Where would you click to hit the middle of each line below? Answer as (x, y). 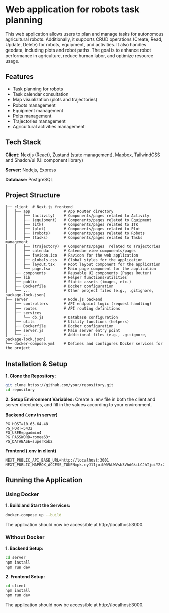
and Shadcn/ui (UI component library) (45, 160)
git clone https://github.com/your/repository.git (59, 385)
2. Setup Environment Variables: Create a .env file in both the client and (80, 399)
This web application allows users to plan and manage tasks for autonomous (84, 34)
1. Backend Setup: (24, 548)
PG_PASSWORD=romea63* (28, 437)
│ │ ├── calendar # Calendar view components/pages (71, 251)
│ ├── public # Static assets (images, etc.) (68, 282)
